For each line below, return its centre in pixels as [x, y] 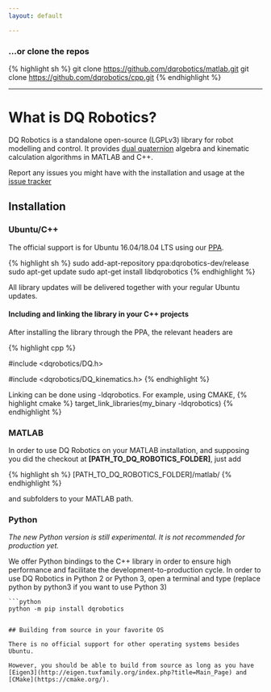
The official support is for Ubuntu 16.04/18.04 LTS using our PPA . [116, 247]
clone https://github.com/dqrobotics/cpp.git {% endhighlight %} [115, 77]
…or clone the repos [49, 51]
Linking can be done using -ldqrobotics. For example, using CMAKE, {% [128, 394]
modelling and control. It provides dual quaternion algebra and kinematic [129, 148]
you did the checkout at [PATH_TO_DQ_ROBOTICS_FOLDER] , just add [125, 459]
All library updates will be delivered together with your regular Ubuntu [124, 287]
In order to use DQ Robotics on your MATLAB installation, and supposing [129, 451]
